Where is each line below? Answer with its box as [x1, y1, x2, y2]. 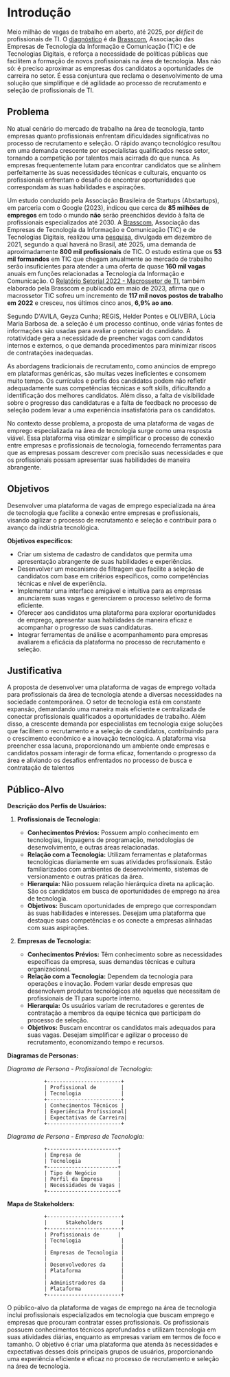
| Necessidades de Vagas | [43, 1182, 122, 1189]
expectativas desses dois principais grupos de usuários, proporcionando [7, 1347, 214, 1356]
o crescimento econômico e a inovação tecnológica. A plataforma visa [7, 735, 206, 743]
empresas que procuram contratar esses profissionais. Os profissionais [7, 1318, 209, 1327]
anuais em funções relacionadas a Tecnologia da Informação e [7, 269, 185, 277]
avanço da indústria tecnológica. [7, 523, 100, 532]
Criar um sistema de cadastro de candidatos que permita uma [16, 549, 192, 558]
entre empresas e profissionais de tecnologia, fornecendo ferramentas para [7, 441, 222, 449]
